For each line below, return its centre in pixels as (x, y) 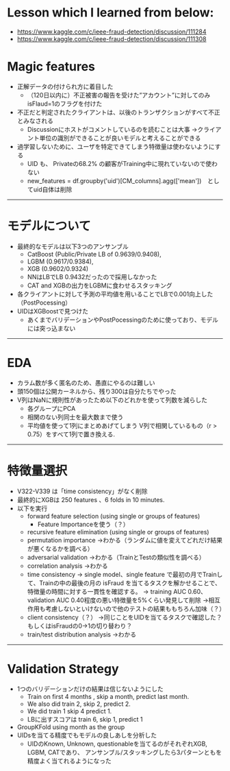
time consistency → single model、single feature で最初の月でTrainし (125, 574)
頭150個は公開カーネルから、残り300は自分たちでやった (97, 391)
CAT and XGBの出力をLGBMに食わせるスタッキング (100, 285)
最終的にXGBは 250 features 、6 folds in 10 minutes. (91, 499)
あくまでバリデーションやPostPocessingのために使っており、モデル (123, 320)
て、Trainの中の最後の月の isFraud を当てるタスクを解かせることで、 (124, 583)
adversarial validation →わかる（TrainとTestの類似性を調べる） (116, 557)
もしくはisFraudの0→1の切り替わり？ (80, 626)
